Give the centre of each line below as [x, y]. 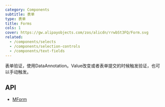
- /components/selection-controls [45, 46]
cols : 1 [13, 28]
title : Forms [18, 23]
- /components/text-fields [37, 51]
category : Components [27, 10]
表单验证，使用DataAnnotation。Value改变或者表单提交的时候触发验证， [78, 66]
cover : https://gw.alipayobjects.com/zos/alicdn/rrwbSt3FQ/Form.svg [77, 33]
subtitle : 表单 [20, 14]
